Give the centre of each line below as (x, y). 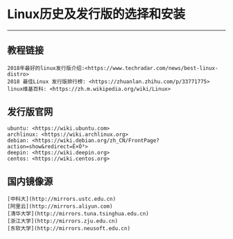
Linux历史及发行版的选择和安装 (96, 14)
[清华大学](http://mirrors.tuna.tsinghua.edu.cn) (78, 214)
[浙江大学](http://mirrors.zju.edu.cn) (63, 221)
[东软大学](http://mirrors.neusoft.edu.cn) (69, 229)
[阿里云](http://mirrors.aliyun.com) (60, 206)
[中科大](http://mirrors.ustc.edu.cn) (62, 199)
